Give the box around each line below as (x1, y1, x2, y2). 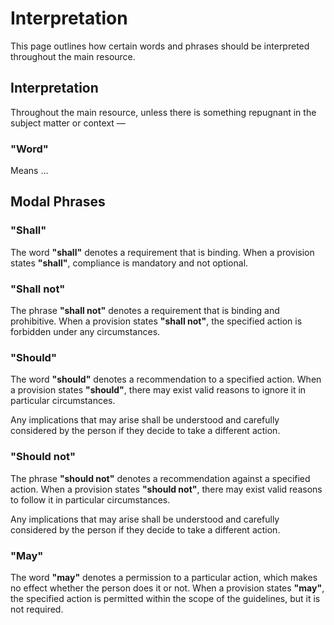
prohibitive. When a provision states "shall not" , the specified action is (10, 315, 303, 327)
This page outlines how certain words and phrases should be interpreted (10, 40, 310, 52)
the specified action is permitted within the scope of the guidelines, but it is (10, 592, 321, 604)
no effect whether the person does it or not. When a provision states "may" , (10, 582, 325, 594)
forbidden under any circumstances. (10, 326, 161, 338)
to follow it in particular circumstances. (10, 493, 171, 506)
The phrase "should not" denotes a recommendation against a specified (10, 472, 311, 484)
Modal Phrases (10, 193, 106, 211)
